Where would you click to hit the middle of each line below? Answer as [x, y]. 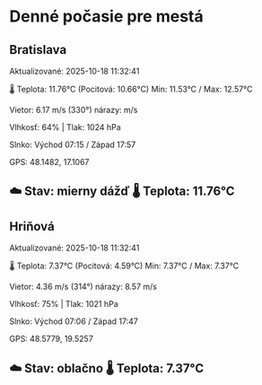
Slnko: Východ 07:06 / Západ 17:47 [74, 321]
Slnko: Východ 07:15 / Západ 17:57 [73, 144]
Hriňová [32, 226]
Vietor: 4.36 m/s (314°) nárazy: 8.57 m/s [83, 287]
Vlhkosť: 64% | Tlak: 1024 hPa [65, 127]
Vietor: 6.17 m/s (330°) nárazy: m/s [74, 110]
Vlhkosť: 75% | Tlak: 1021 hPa [64, 304]
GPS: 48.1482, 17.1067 [49, 162]
